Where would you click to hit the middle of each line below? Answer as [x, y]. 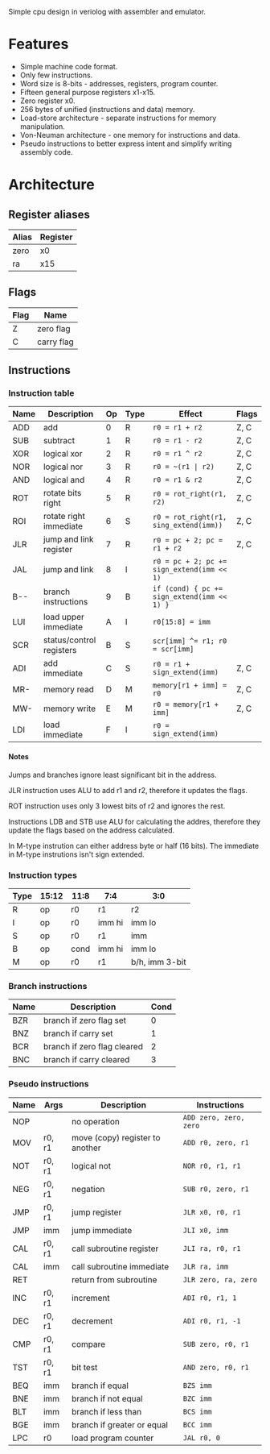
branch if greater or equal [120, 1424]
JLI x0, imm [206, 1230]
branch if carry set [78, 1033]
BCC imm [198, 1425]
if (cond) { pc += [188, 589]
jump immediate [102, 1230]
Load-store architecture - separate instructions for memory [118, 118]
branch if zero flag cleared [93, 1047]
